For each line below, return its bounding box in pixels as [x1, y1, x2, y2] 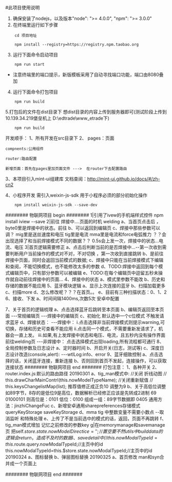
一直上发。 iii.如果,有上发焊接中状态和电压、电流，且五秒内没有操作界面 [14, 332, 166, 338]
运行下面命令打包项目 [12, 89, 58, 95]
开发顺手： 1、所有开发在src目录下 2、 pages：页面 [5, 135, 114, 141]
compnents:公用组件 [5, 146, 44, 151]
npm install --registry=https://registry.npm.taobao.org [14, 42, 139, 47]
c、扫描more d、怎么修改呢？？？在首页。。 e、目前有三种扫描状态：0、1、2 [5, 289, 167, 295]
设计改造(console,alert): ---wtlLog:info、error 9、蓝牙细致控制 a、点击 [9, 351, 159, 357]
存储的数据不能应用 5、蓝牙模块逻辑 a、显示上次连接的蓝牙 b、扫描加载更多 [5, 283, 166, 288]
